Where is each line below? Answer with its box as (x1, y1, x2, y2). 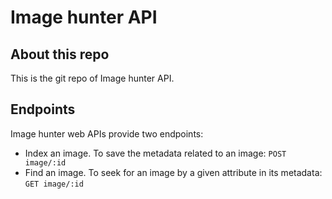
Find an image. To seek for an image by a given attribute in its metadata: (24, 166, 323, 178)
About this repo (10, 46, 110, 63)
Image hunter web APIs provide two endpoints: (10, 127, 204, 140)
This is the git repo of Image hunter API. (10, 72, 175, 84)
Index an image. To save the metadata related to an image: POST (24, 147, 287, 159)
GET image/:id (24, 179, 84, 189)
